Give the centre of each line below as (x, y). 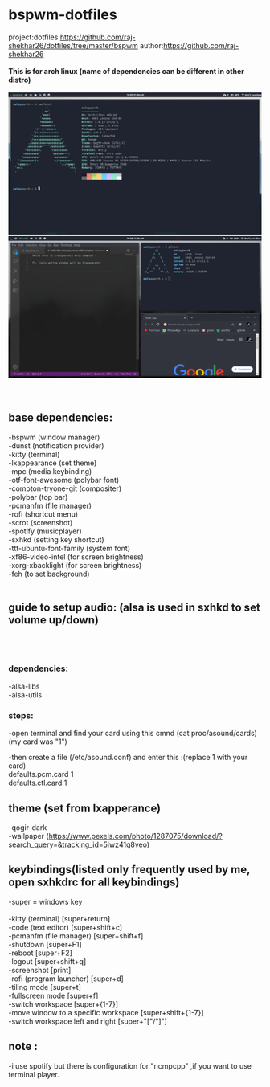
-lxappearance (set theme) (53, 463)
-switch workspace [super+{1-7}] (63, 1004)
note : (23, 1046)
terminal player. (34, 1074)
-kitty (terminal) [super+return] (59, 918)
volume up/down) (53, 620)
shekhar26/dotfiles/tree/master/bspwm (73, 45)
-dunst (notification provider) (56, 445)
